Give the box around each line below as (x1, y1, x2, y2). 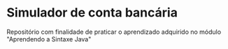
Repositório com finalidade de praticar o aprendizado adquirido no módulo (6, 28, 222, 36)
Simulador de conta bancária (6, 5, 178, 21)
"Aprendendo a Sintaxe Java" (6, 35, 92, 43)
